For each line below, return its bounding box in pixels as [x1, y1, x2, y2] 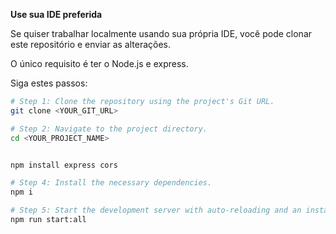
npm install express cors [10, 160, 118, 170]
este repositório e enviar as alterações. [10, 39, 172, 50]
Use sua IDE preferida [10, 9, 103, 20]
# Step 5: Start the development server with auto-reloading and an [10, 205, 302, 216]
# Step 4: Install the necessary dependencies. [10, 178, 213, 188]
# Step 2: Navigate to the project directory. [10, 124, 208, 134]
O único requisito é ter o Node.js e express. [10, 58, 189, 69]
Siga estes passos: [10, 77, 88, 89]
